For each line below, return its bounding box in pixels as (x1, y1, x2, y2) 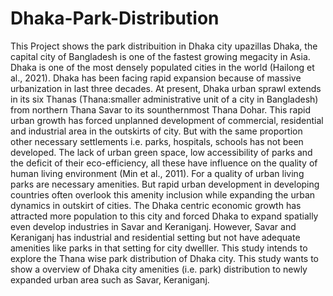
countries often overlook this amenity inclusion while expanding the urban (10, 188, 316, 201)
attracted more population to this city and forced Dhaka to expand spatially (10, 210, 319, 222)
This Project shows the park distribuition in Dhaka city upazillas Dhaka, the (10, 40, 318, 52)
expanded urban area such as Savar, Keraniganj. (10, 273, 210, 286)
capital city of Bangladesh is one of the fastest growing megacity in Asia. (10, 50, 311, 62)
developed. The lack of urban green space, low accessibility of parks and (10, 146, 313, 158)
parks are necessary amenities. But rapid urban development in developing (10, 178, 320, 190)
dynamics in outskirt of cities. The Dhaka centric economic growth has (10, 199, 302, 211)
